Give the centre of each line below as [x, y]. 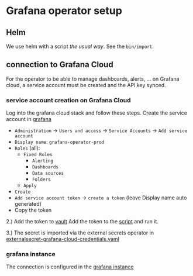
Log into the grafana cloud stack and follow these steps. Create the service [96, 113]
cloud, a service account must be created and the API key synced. [86, 85]
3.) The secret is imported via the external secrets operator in [80, 233]
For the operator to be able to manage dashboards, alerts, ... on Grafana [93, 79]
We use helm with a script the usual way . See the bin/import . [80, 46]
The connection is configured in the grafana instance [70, 267]
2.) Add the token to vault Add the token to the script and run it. [82, 222]
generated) [28, 204]
